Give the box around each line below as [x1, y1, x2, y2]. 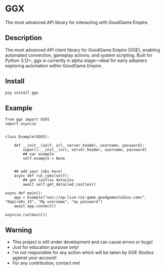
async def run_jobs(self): [14, 173, 70, 178]
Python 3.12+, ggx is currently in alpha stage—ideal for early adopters [5, 57, 147, 63]
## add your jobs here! [14, 169, 63, 174]
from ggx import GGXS [5, 117, 50, 122]
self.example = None [23, 156, 65, 161]
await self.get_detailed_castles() [23, 182, 96, 187]
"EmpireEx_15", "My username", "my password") [5, 199, 103, 205]
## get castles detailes [23, 178, 74, 183]
